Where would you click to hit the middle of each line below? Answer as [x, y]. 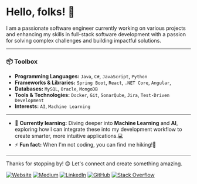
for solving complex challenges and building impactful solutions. [84, 40]
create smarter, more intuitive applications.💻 [69, 136]
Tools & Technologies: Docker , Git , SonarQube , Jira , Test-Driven [92, 95]
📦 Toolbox [22, 61]
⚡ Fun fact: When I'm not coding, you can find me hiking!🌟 [85, 145]
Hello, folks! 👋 [40, 12]
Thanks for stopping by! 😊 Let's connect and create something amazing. [94, 164]
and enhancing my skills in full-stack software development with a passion [96, 34]
